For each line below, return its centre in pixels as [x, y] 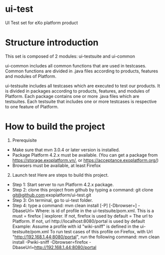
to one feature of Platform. [32, 106]
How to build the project [55, 127]
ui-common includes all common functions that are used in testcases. [76, 65]
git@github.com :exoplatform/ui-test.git [52, 195]
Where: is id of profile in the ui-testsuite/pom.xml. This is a [95, 211]
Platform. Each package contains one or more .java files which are [72, 96]
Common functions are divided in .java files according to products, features [82, 71]
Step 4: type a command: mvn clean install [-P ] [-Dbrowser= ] [74, 205]
